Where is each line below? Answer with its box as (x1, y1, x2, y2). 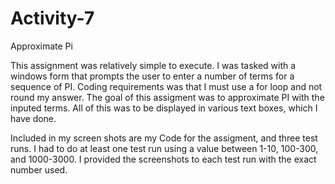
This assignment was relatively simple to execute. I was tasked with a (10, 59, 297, 71)
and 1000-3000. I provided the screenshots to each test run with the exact (10, 153, 317, 165)
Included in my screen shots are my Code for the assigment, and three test (10, 132, 318, 144)
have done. (10, 112, 57, 124)
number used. (10, 163, 68, 176)
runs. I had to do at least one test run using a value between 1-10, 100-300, (10, 142, 319, 154)
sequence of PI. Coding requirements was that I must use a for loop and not (10, 80, 323, 92)
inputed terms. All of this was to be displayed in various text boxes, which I (10, 102, 318, 114)
